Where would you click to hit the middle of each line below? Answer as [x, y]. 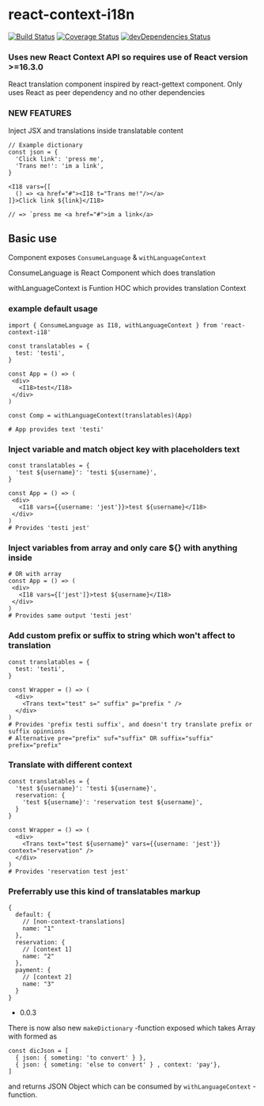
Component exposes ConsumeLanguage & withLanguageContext [107, 257]
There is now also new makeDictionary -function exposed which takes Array [132, 1028]
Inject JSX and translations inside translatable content [96, 130]
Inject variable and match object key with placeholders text [124, 449]
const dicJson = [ [38, 1051]
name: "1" [39, 929]
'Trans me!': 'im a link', [60, 166]
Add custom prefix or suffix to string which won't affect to [122, 635]
